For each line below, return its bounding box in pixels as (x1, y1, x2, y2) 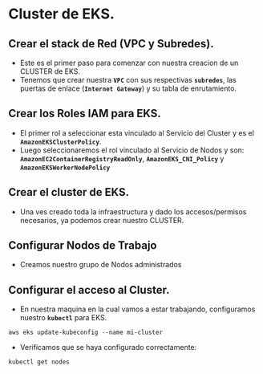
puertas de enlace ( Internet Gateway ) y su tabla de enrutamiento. (19, 83, 237, 93)
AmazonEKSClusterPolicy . (19, 136, 102, 146)
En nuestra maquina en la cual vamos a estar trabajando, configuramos (19, 304, 256, 314)
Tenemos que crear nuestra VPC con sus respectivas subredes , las (19, 75, 237, 84)
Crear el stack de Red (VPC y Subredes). (8, 37, 214, 51)
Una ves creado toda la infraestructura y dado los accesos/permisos (19, 206, 247, 217)
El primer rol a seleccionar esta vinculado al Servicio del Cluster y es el (19, 128, 255, 137)
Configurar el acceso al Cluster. (8, 283, 170, 297)
